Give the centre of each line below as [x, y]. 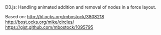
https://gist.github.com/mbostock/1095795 [49, 27]
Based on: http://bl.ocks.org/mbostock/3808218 [55, 17]
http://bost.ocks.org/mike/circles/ [40, 22]
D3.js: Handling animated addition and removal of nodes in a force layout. [81, 7]
